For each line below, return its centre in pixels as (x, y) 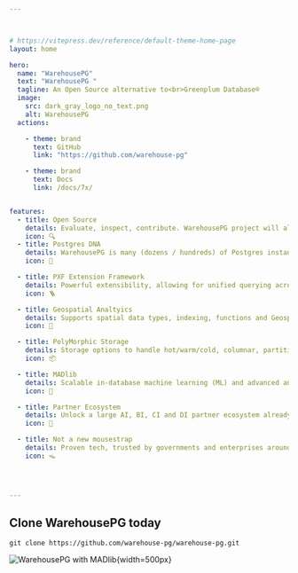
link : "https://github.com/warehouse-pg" (110, 155)
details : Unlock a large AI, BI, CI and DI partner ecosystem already (158, 415)
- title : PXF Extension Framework (81, 277)
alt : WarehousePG (57, 114)
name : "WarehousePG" (55, 73)
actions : (33, 122)
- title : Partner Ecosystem (69, 407)
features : (27, 211)
